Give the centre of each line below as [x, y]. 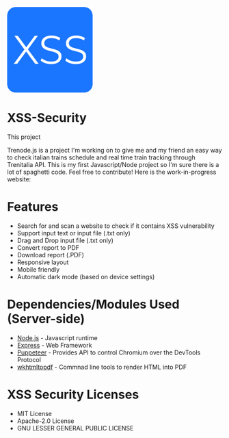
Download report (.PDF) [50, 255]
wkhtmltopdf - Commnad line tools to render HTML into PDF [102, 367]
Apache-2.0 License [45, 421]
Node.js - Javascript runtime [57, 337]
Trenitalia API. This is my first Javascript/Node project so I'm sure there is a [113, 164]
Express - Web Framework [54, 345]
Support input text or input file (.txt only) [74, 233]
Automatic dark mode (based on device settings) [86, 276]
